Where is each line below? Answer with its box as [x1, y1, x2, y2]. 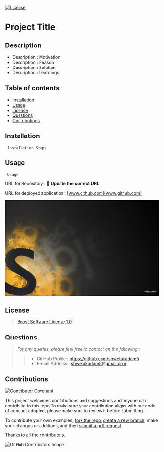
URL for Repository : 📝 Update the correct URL [5, 181, 100, 187]
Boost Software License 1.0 [17, 319, 72, 325]
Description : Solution [12, 65, 56, 70]
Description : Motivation [12, 54, 61, 60]
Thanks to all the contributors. [5, 432, 66, 438]
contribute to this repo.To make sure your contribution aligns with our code [5, 403, 156, 408]
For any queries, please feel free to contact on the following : [17, 346, 140, 352]
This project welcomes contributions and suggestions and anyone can [5, 397, 146, 403]
